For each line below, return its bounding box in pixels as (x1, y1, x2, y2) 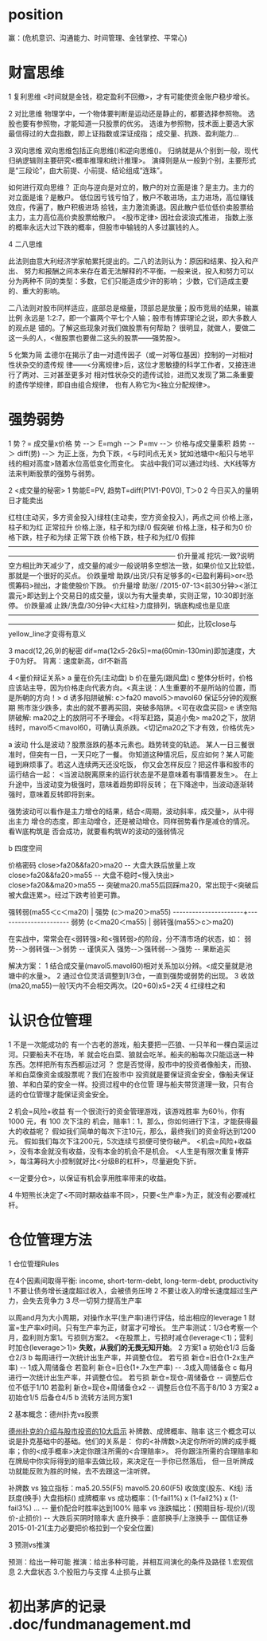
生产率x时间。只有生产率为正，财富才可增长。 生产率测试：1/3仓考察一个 (19, 1322, 258, 1332)
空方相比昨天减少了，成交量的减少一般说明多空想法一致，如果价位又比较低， (8, 561, 259, 570)
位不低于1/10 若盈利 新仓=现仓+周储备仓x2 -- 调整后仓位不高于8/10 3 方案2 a (8, 1382, 259, 1392)
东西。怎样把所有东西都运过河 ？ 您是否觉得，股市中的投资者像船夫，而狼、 (8, 1059, 256, 1069)
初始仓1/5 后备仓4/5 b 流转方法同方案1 (8, 1392, 133, 1402)
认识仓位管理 (8, 1012, 93, 1029)
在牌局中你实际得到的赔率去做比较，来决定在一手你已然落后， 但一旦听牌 (8, 1456, 247, 1466)
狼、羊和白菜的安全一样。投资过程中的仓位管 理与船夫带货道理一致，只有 (8, 1079, 247, 1089)
